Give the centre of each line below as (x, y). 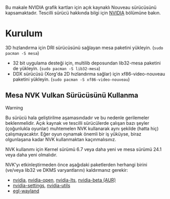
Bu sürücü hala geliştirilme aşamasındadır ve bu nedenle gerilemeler (77, 118)
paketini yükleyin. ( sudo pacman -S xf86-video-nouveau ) (71, 79)
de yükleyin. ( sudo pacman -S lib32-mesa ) (57, 68)
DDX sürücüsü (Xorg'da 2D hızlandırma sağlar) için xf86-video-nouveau (89, 74)
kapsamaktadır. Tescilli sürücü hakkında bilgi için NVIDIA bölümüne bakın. (83, 13)
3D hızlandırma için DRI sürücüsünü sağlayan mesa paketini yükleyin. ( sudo (84, 48)
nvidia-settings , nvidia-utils (41, 185)
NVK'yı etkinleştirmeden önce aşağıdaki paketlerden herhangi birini (76, 164)
